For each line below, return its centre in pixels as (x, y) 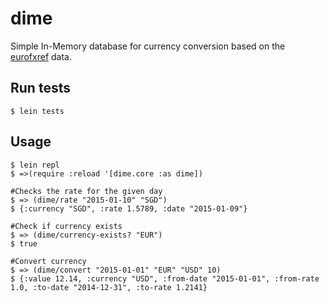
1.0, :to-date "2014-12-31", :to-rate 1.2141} (109, 287)
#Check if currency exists (66, 226)
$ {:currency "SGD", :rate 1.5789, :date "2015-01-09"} (129, 208)
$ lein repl (35, 165)
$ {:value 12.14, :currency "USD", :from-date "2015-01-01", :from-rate (165, 278)
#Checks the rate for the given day (86, 191)
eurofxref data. (41, 56)
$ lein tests (37, 111)
